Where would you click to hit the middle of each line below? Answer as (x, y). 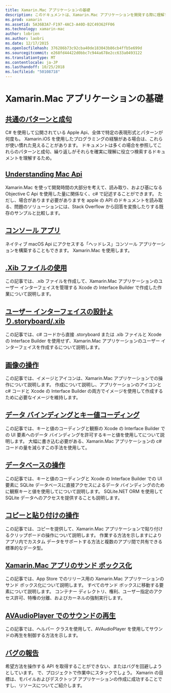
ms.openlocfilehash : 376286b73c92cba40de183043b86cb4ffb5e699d (74, 48)
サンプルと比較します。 (38, 213)
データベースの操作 (35, 465)
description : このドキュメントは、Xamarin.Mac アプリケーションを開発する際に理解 (85, 15)
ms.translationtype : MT (31, 58)
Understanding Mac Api (44, 174)
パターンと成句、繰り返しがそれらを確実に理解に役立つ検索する (85, 152)
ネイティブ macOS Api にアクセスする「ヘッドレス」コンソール (72, 244)
